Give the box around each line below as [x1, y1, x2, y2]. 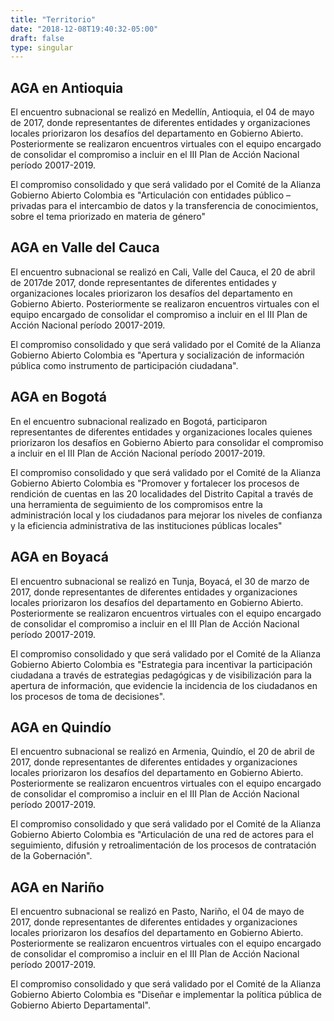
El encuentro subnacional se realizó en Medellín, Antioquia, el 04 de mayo [10, 106, 315, 118]
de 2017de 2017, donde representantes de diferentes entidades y [10, 276, 277, 288]
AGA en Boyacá [10, 549, 109, 566]
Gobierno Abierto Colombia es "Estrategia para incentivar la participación [10, 658, 313, 670]
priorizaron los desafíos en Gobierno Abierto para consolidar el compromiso [10, 436, 324, 448]
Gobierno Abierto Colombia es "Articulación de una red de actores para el [10, 829, 314, 841]
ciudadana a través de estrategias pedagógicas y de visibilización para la [10, 669, 312, 681]
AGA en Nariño [10, 879, 105, 896]
